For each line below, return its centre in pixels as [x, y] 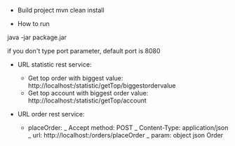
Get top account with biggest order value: [88, 93]
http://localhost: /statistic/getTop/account [87, 100]
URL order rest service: [51, 114]
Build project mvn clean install [61, 10]
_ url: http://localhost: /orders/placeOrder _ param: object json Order [126, 135]
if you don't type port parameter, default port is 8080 [84, 51]
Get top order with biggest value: [75, 78]
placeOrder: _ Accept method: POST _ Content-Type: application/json [128, 128]
